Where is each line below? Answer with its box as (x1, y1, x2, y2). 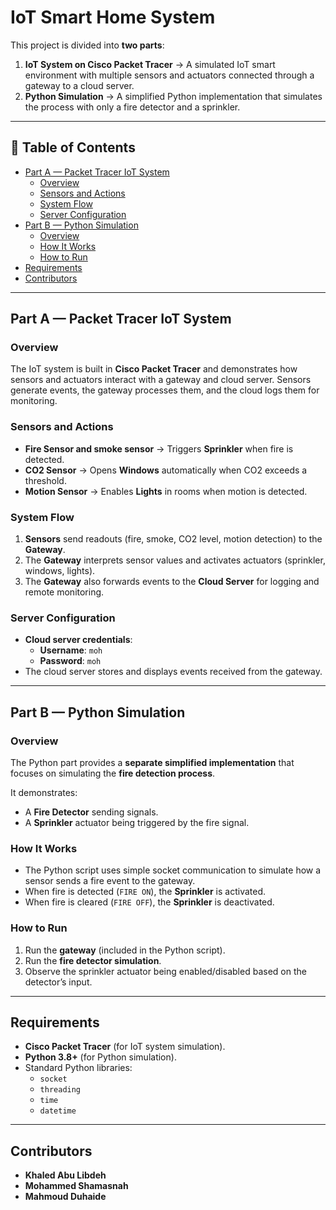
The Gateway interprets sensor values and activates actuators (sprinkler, (24, 554, 326, 566)
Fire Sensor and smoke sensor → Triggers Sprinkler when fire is (24, 442, 294, 455)
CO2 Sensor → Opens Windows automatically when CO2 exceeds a (24, 464, 308, 476)
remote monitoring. (24, 586, 105, 598)
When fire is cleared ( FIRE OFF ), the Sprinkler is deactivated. (24, 896, 275, 908)
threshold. (24, 474, 67, 486)
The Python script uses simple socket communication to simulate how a (24, 864, 322, 876)
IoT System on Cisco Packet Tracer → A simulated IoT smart (24, 58, 276, 70)
